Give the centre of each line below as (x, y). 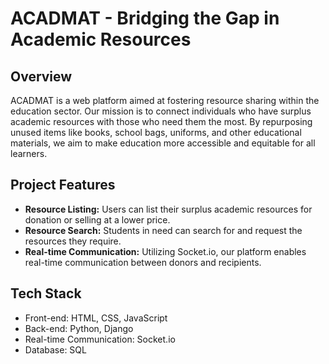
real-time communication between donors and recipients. (143, 262)
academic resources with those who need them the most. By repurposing (161, 121)
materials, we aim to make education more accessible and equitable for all (163, 143)
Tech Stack (46, 293)
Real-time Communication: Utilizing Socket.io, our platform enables (165, 251)
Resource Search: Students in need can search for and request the (163, 230)
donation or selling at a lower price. (97, 219)
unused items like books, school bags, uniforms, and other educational (156, 132)
